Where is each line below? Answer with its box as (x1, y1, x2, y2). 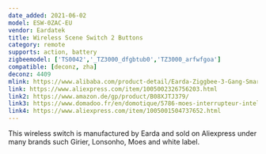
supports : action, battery (8, 48, 97, 56)
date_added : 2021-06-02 (8, 11, 87, 20)
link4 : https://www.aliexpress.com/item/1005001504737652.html (8, 107, 222, 115)
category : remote (8, 41, 66, 49)
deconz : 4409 (8, 70, 51, 78)
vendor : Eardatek (8, 26, 66, 34)
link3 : (8, 100, 30, 107)
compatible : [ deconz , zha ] (8, 63, 97, 71)
